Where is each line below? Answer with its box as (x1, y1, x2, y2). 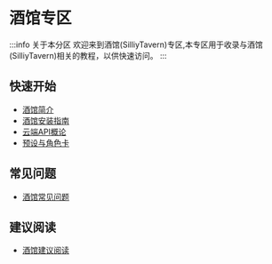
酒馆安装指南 (21, 115, 69, 125)
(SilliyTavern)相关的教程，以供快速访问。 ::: (9, 50, 167, 60)
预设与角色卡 (21, 137, 69, 148)
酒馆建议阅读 (21, 245, 69, 256)
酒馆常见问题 (21, 191, 69, 202)
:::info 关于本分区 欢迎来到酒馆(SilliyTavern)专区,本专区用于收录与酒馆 (9, 39, 264, 50)
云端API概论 (21, 126, 67, 137)
